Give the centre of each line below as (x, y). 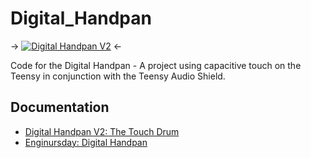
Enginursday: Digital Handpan (86, 142)
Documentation (60, 107)
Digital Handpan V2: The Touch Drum (102, 131)
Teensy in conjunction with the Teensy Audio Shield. (118, 76)
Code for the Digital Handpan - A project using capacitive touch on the (156, 65)
